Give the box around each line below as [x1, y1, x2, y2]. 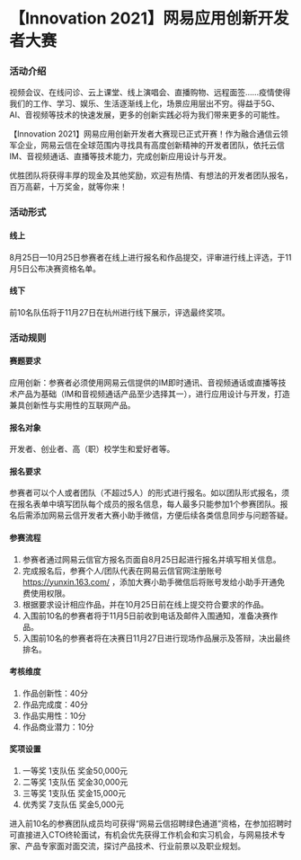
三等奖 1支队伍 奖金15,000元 [22, 787, 127, 798]
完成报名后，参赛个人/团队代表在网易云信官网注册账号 [22, 565, 223, 576]
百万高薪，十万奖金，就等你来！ [9, 182, 128, 192]
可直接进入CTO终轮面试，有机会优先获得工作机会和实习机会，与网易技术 [9, 829, 279, 840]
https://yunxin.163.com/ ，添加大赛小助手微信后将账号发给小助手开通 [22, 576, 278, 587]
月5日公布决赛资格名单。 [9, 262, 102, 274]
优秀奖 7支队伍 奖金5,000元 [22, 799, 124, 810]
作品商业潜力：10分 [22, 721, 94, 732]
